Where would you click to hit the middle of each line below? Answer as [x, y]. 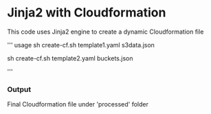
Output [19, 89]
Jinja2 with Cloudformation [87, 13]
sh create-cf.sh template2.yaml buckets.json [70, 58]
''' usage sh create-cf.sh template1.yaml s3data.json [81, 45]
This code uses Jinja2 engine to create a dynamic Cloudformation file [105, 32]
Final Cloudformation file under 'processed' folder [78, 104]
